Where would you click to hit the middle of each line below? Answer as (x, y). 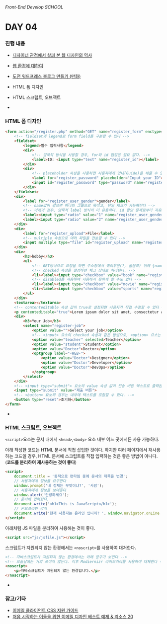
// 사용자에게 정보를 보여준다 (40, 490)
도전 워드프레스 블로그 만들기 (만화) (46, 77)
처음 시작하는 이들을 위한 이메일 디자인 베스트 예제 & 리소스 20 (73, 617)
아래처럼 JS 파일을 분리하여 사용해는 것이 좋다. (50, 528)
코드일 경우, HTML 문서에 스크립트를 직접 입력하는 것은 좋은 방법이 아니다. (86, 456)
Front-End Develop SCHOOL (34, 7)
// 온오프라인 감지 (31, 509)
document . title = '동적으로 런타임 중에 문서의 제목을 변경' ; (71, 476)
